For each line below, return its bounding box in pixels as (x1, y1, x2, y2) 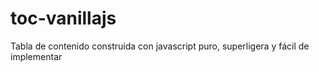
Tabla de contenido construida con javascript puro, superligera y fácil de (10, 40, 310, 52)
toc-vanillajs (10, 7, 117, 30)
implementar (10, 50, 63, 62)
